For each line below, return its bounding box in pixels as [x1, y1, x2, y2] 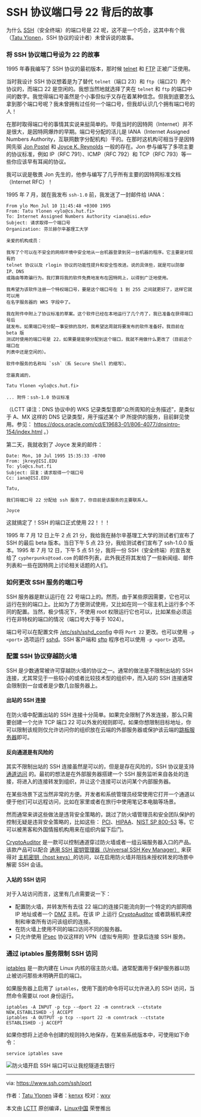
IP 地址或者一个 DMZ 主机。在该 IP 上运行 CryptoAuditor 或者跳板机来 [14, 911, 187, 918]
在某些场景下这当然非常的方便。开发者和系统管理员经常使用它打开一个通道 [6, 791, 190, 798]
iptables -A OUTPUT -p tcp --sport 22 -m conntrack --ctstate [6, 1014, 165, 1020]
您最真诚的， [6, 372, 33, 378]
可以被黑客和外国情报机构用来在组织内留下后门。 [6, 826, 127, 833]
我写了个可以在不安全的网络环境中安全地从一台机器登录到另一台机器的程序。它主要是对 [6, 249, 189, 255]
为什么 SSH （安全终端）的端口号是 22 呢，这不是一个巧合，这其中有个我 [6, 26, 185, 34]
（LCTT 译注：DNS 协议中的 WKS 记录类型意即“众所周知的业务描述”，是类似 [6, 406, 195, 413]
